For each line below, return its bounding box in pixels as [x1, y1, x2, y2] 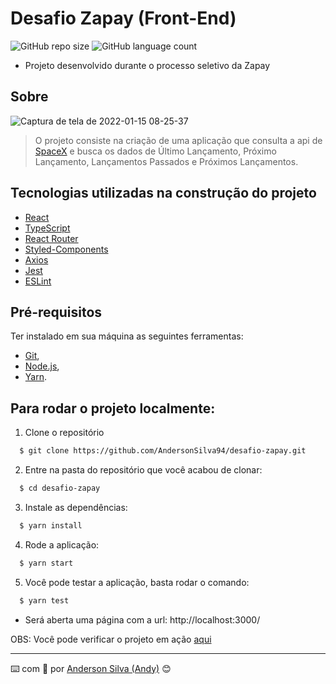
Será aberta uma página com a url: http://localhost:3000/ [24, 613, 261, 626]
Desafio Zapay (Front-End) [10, 7, 237, 30]
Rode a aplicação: [24, 538, 100, 551]
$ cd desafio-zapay [19, 483, 101, 494]
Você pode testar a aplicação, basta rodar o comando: [24, 576, 250, 588]
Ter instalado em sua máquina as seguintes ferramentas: [10, 330, 244, 342]
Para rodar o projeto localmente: [10, 400, 216, 417]
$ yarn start [19, 558, 74, 568]
